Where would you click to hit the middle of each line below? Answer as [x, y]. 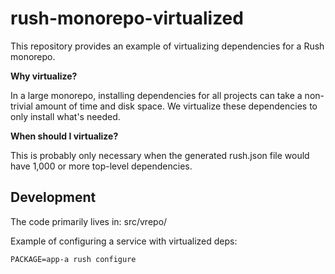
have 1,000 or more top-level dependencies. [101, 166]
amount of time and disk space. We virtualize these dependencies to [176, 106]
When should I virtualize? [64, 136]
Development [53, 197]
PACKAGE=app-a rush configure [73, 259]
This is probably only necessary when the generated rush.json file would [160, 155]
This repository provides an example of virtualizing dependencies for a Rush [167, 46]
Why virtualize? [44, 76]
